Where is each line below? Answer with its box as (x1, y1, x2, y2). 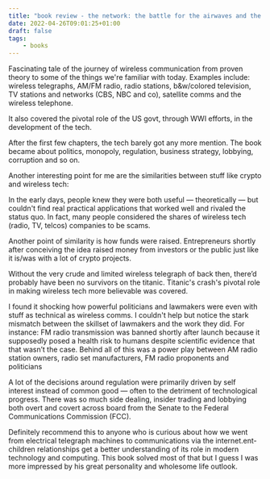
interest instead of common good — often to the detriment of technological (8, 386, 258, 396)
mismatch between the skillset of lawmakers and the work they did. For (8, 319, 245, 329)
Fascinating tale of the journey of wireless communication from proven (8, 64, 243, 73)
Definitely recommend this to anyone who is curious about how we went (8, 427, 248, 437)
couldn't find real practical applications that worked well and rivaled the (8, 203, 246, 214)
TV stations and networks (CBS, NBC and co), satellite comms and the (8, 90, 242, 99)
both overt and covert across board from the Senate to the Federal (8, 403, 230, 413)
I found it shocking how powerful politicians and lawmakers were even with (8, 302, 258, 311)
